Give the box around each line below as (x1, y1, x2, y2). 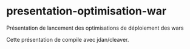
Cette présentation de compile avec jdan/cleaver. (6, 36, 129, 43)
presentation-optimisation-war (6, 4, 167, 18)
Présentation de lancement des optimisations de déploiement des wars (6, 24, 184, 31)
